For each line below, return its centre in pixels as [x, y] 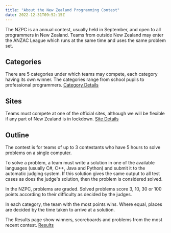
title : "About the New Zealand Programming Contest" [63, 10]
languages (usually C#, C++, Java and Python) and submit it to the [75, 168]
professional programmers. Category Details [52, 85]
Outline [17, 135]
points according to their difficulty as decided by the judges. [69, 194]
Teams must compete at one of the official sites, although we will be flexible [85, 114]
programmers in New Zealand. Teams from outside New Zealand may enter [84, 35]
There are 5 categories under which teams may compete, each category [81, 74]
